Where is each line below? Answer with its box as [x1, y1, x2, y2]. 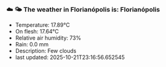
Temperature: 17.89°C [15, 21, 70, 29]
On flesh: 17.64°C [15, 28, 59, 35]
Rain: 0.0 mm [15, 41, 49, 48]
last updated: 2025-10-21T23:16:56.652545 [15, 54, 125, 61]
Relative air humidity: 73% [15, 34, 81, 41]
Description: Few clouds [15, 48, 77, 55]
